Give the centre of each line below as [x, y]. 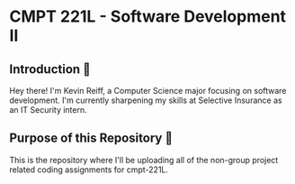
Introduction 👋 [50, 69]
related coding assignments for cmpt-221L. [89, 170]
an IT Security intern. [48, 110]
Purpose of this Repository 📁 [91, 138]
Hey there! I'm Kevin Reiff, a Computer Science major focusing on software [148, 91]
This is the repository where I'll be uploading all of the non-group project [144, 160]
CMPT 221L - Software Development [147, 17]
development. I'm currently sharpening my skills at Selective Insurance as [146, 100]
